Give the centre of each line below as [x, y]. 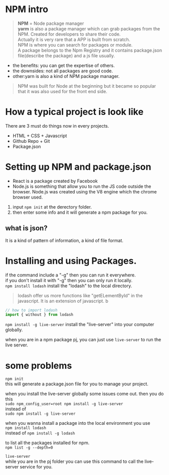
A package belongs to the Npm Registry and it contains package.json [90, 50]
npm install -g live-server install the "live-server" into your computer [80, 325]
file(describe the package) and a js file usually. [66, 55]
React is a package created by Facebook [55, 181]
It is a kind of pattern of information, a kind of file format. [65, 240]
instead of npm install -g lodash [40, 433]
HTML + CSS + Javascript [40, 136]
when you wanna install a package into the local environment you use [78, 423]
